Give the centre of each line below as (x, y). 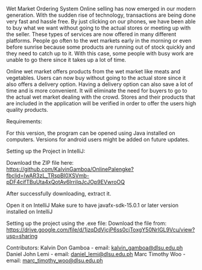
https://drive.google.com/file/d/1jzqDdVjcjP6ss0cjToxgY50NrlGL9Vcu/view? (101, 230)
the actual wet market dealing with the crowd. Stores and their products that (101, 97)
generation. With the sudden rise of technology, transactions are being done (101, 15)
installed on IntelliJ (30, 212)
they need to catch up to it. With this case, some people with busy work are (100, 53)
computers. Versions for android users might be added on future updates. (98, 140)
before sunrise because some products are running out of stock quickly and (101, 47)
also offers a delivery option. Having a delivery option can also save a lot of (100, 84)
